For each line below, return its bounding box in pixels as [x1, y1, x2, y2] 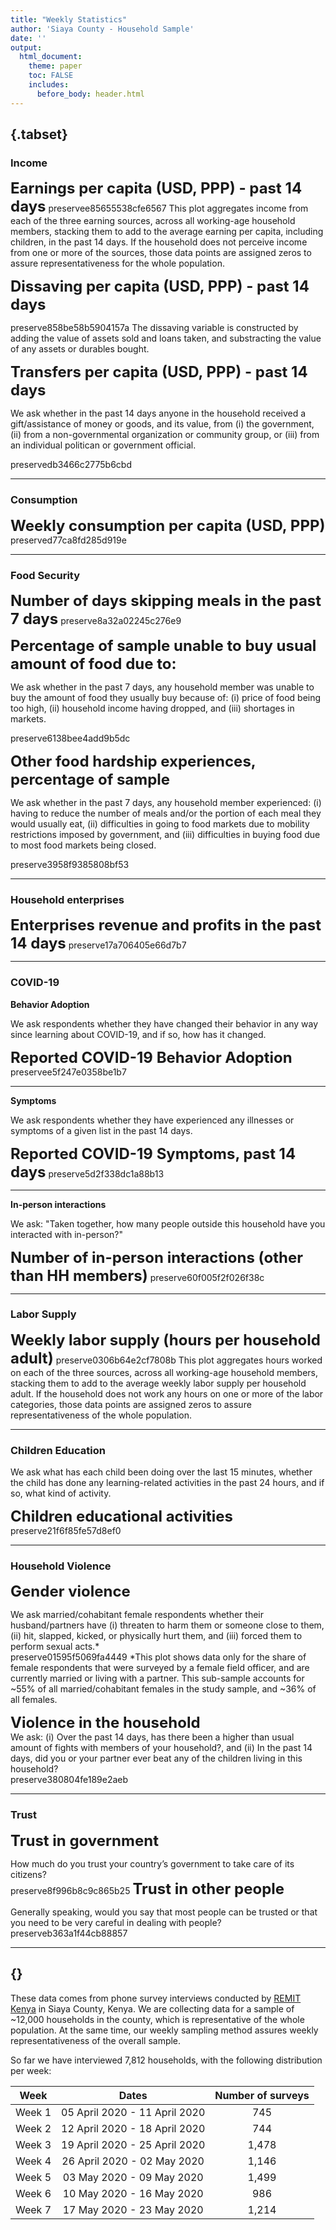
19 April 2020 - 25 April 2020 [61, 2137, 206, 2151]
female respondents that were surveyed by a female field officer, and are [10, 1662, 310, 1674]
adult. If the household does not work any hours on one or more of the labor [10, 1387, 324, 1400]
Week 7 [15, 2202, 52, 2216]
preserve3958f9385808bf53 [10, 858, 130, 870]
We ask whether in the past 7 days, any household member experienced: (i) [10, 796, 322, 808]
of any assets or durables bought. [10, 343, 150, 355]
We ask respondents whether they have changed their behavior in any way [10, 1017, 319, 1030]
